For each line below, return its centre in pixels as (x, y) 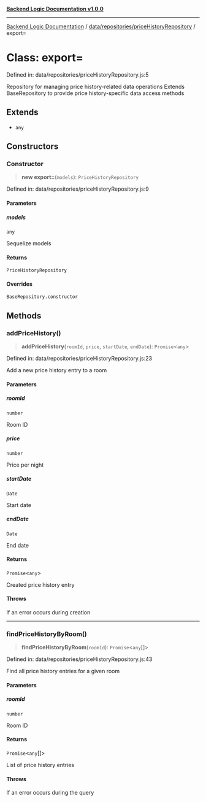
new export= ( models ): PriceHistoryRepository (80, 177)
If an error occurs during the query (50, 793)
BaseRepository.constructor (42, 297)
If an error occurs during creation (48, 612)
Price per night (25, 465)
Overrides (19, 284)
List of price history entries (40, 765)
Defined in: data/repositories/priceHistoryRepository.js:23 (79, 359)
